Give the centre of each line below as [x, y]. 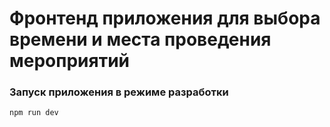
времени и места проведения [140, 39]
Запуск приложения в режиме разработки [119, 92]
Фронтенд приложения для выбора [165, 18]
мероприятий [70, 61]
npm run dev [34, 113]
